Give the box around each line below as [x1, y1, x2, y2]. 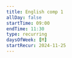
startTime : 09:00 [6, 20, 50, 26]
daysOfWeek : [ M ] [6, 37, 47, 43]
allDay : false [6, 14, 42, 21]
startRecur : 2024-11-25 [6, 43, 67, 49]
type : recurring [6, 31, 47, 37]
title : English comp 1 [6, 8, 64, 15]
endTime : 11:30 [6, 25, 45, 32]
